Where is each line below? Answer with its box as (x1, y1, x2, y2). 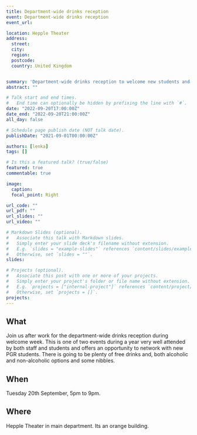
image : (6, 180, 22, 187)
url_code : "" (6, 202, 38, 209)
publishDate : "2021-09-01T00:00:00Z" (6, 133, 98, 139)
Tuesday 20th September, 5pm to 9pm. (6, 390, 101, 397)
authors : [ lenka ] (6, 143, 49, 149)
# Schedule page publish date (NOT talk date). (6, 127, 125, 133)
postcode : (11, 57, 35, 63)
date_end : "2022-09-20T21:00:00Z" (6, 111, 91, 117)
